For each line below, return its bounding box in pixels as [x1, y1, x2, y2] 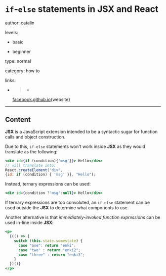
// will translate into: [5, 163, 56, 168]
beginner [12, 48, 31, 54]
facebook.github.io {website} [12, 96, 71, 102]
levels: [5, 29, 18, 35]
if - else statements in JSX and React [5, 3, 159, 15]
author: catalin [5, 20, 35, 26]
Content [5, 115, 31, 124]
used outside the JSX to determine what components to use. [5, 205, 129, 211]
